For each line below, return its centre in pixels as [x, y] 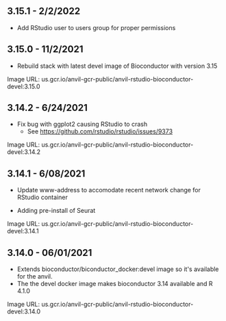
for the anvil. [35, 277]
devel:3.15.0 [24, 86]
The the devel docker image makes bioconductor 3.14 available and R [115, 284]
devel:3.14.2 [24, 152]
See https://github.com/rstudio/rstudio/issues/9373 [100, 131]
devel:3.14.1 [23, 231]
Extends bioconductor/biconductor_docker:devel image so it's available [118, 269]
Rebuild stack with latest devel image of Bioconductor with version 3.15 [117, 66]
